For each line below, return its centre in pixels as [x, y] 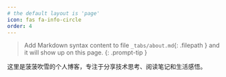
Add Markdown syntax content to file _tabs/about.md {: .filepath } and [122, 46]
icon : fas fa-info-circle [44, 20]
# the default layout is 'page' [53, 13]
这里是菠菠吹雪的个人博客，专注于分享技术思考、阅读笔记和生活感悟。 [107, 67]
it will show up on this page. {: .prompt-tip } [85, 52]
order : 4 [20, 26]
